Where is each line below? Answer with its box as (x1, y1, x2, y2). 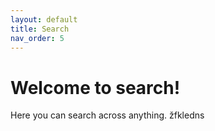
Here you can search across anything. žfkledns (10, 109, 205, 121)
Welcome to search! (10, 76, 181, 99)
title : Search (10, 24, 70, 34)
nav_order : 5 (10, 33, 65, 43)
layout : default (10, 14, 78, 25)
